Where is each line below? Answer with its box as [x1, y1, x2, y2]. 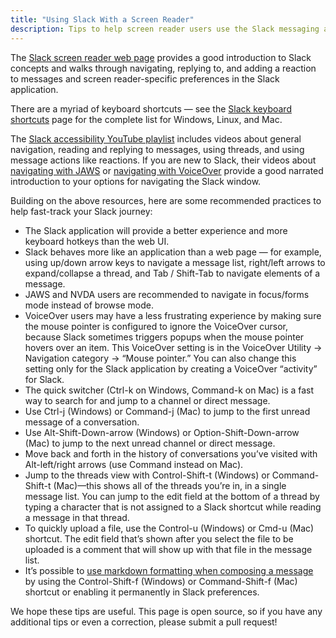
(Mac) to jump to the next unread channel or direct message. [24, 437, 276, 449]
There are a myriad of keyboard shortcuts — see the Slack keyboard [10, 102, 292, 115]
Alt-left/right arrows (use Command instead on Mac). [24, 458, 244, 470]
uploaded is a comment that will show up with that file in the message [24, 543, 313, 555]
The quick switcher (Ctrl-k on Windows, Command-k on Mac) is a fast [24, 384, 315, 396]
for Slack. [24, 373, 65, 385]
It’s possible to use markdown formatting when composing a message [24, 564, 314, 576]
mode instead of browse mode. [24, 299, 154, 311]
